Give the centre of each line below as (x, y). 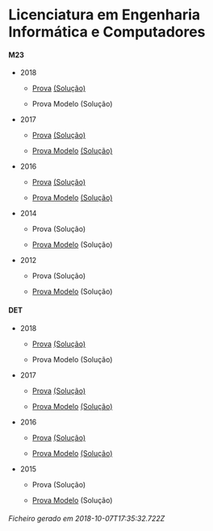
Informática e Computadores (107, 32)
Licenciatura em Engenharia (104, 15)
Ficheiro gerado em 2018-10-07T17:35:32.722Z (87, 519)
